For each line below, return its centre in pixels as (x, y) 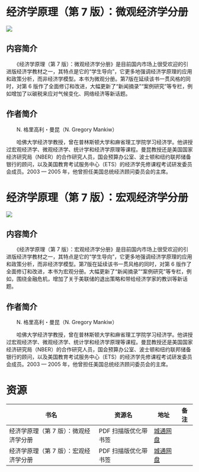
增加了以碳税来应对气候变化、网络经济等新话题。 (71, 93)
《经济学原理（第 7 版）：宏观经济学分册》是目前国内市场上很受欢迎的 (100, 250)
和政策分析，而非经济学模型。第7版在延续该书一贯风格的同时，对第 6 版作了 (99, 264)
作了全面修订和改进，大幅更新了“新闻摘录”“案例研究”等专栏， (113, 86)
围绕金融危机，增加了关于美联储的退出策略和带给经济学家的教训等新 (99, 279)
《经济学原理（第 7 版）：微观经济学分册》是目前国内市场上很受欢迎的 (100, 64)
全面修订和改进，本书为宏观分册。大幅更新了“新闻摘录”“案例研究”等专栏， (96, 271)
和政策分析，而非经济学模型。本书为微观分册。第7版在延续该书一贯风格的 (96, 79)
